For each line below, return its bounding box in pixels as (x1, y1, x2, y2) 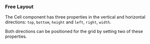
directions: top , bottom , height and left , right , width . (5, 19, 112, 25)
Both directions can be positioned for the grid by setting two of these (5, 29, 143, 34)
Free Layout (5, 3, 34, 10)
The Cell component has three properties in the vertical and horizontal (5, 14, 146, 20)
